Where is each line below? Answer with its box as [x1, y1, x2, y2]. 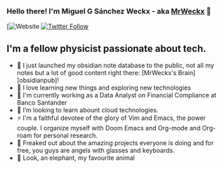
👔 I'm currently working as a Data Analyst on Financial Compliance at [16, 91, 217, 100]
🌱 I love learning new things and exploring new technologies [16, 83, 191, 92]
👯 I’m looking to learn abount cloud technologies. [16, 106, 159, 114]
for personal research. [33, 131, 98, 140]
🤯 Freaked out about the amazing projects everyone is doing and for [16, 139, 214, 147]
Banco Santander [16, 98, 67, 107]
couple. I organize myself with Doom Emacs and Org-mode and [16, 124, 201, 133]
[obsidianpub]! [16, 76, 59, 85]
